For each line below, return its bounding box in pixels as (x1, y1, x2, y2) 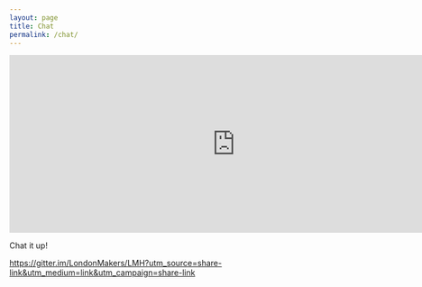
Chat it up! (9, 240, 48, 251)
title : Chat (9, 22, 54, 31)
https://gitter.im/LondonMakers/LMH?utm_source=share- (9, 258, 223, 269)
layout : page (9, 13, 59, 23)
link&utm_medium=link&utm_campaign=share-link (9, 267, 196, 278)
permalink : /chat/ (9, 30, 78, 39)
